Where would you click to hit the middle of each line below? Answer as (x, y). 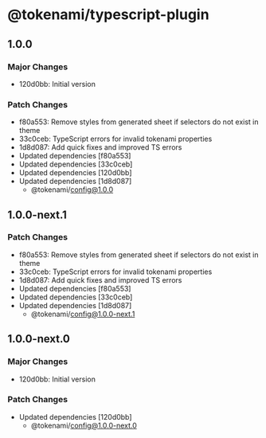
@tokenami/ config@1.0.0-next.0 (84, 425)
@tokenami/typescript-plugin (108, 15)
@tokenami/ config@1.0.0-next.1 (83, 314)
